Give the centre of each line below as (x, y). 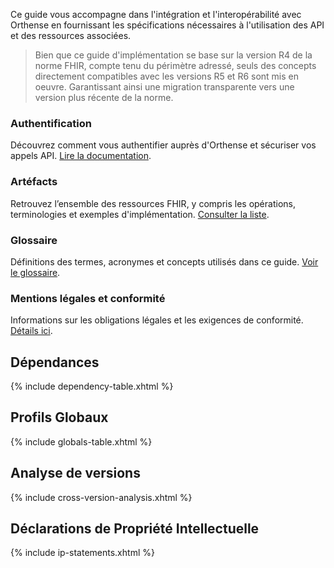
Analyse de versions (75, 473)
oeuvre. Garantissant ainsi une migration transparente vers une (164, 87)
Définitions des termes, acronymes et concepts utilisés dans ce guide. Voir (164, 261)
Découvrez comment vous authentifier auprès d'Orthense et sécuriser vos (163, 145)
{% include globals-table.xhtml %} (81, 441)
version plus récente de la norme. (104, 97)
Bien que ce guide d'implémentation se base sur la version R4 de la (173, 55)
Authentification (51, 123)
